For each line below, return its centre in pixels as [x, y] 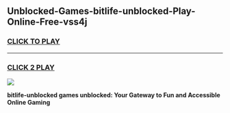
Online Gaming [29, 102]
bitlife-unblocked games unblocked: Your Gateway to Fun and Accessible [114, 95]
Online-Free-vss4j [47, 22]
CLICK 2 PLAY [31, 67]
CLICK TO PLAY [34, 42]
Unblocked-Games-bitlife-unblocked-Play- [101, 11]
